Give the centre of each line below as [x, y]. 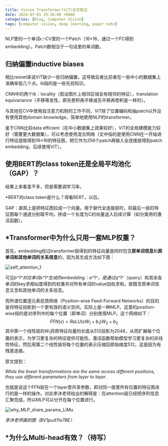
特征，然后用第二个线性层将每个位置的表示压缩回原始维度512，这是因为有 [85, 345]
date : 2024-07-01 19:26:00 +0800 [40, 15]
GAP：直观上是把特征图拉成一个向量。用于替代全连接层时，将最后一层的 [80, 208]
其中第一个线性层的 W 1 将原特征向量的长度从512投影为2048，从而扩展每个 [81, 332]
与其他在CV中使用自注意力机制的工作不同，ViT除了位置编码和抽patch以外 [81, 111]
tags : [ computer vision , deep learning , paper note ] [61, 24]
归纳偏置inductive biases [44, 64]
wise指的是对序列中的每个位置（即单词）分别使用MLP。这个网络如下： [78, 313]
